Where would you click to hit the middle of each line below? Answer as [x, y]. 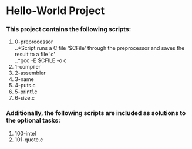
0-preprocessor [34, 42]
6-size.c [25, 98]
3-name [24, 79]
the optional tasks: [33, 120]
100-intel [25, 133]
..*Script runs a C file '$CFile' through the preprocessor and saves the [100, 48]
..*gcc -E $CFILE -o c [41, 60]
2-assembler [30, 73]
